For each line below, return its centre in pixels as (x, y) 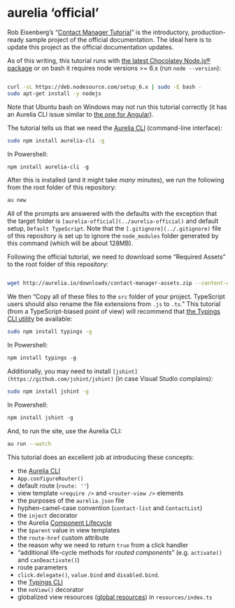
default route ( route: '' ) (53, 485)
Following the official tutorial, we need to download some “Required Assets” (116, 257)
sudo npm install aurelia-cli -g (56, 140)
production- (208, 32)
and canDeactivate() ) (48, 560)
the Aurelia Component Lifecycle (64, 523)
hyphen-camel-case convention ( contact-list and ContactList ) (110, 507)
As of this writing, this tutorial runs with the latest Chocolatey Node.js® (109, 60)
